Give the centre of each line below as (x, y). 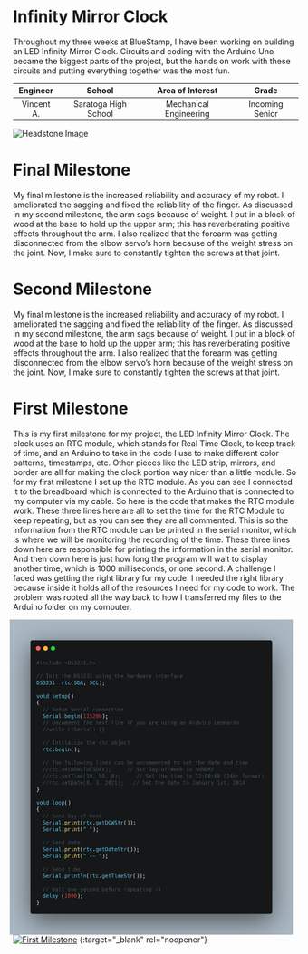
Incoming (265, 104)
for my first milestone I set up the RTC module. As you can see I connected (153, 482)
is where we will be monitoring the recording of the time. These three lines (152, 539)
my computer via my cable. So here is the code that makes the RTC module (154, 501)
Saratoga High (100, 104)
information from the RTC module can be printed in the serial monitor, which (155, 530)
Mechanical (187, 104)
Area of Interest (188, 91)
